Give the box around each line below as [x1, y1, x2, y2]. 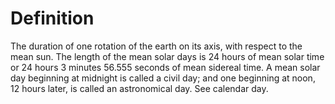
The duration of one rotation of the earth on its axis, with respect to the [10, 40, 303, 52]
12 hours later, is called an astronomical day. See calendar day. [10, 82, 269, 94]
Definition [10, 7, 95, 30]
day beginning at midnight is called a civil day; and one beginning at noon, [10, 72, 316, 84]
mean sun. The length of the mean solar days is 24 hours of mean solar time [10, 50, 325, 62]
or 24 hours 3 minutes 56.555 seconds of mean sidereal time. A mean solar [10, 61, 321, 73]
